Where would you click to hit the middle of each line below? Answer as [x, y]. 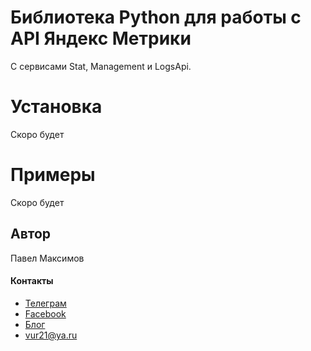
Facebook [45, 313]
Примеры [53, 175]
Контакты [32, 281]
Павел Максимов [47, 258]
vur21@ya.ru [51, 335]
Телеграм [45, 303]
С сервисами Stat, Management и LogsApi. [101, 66]
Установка [56, 107]
